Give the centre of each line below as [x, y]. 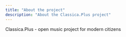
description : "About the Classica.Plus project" [58, 15]
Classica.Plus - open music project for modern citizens [63, 29]
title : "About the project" [35, 10]
